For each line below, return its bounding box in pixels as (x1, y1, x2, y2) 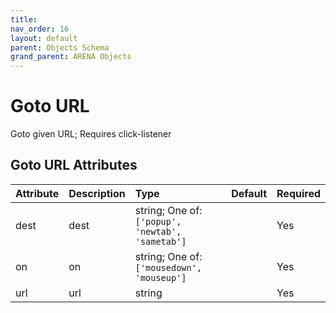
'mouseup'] (134, 272, 187, 283)
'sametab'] (134, 236, 187, 247)
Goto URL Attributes (10, 157, 138, 174)
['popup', (134, 216, 182, 227)
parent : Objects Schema (10, 42, 110, 53)
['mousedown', (134, 262, 203, 273)
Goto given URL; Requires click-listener (10, 128, 172, 140)
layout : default (10, 33, 78, 43)
